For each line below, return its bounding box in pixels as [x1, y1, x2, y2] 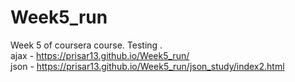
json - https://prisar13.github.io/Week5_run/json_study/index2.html [10, 60, 285, 72]
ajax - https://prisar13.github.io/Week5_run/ [10, 49, 190, 61]
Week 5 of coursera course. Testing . [10, 39, 163, 51]
